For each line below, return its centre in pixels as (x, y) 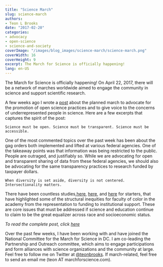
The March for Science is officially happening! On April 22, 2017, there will (79, 83)
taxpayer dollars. (22, 171)
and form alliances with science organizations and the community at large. (80, 249)
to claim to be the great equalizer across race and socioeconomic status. (78, 215)
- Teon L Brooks (21, 23)
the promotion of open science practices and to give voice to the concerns (80, 108)
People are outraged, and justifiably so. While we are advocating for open (79, 156)
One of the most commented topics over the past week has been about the (80, 140)
